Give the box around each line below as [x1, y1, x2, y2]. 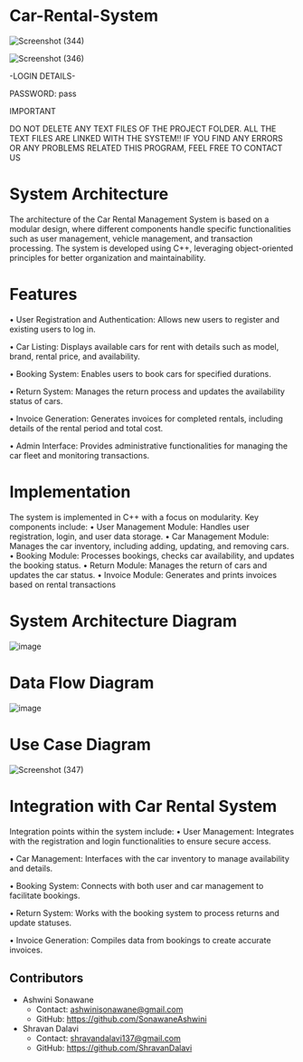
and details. [9, 863, 53, 874]
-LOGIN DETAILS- [9, 70, 76, 82]
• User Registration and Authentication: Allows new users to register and [9, 314, 280, 324]
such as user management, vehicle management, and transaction [9, 233, 253, 244]
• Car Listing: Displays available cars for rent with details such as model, [9, 341, 279, 352]
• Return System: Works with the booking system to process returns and [9, 907, 280, 918]
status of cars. [9, 395, 63, 406]
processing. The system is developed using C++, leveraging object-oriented [9, 242, 294, 254]
